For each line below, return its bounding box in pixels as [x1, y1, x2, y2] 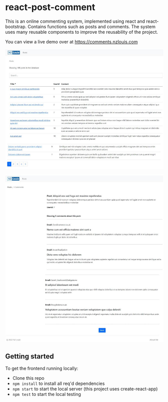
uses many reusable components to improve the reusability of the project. [5, 29, 158, 35]
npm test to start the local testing [12, 391, 81, 397]
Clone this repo [12, 375, 44, 381]
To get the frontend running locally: [5, 365, 78, 372]
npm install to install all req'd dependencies [12, 380, 105, 387]
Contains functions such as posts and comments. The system [27, 23, 156, 29]
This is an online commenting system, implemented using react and [5, 18, 145, 24]
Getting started [5, 352, 54, 361]
